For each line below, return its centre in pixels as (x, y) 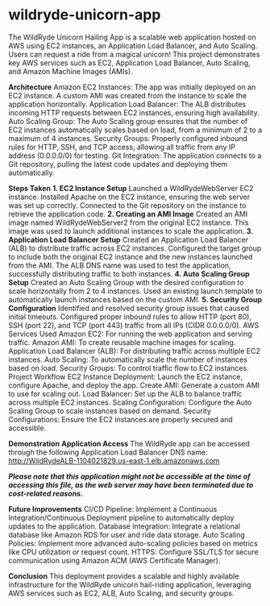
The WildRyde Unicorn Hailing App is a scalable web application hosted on (132, 37)
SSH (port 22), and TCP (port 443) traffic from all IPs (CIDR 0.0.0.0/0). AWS (134, 325)
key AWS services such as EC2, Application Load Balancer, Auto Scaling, (130, 63)
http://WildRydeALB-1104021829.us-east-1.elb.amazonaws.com (114, 460)
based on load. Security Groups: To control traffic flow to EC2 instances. (129, 367)
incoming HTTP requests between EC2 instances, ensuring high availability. (134, 112)
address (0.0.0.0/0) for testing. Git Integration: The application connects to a (135, 156)
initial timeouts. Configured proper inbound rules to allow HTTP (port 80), (130, 317)
